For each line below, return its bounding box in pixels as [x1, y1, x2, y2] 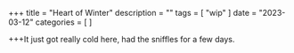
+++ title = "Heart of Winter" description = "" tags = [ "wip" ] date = [8, 8, 257, 18]
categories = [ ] [35, 17, 93, 27]
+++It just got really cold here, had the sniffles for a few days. [8, 34, 235, 44]
